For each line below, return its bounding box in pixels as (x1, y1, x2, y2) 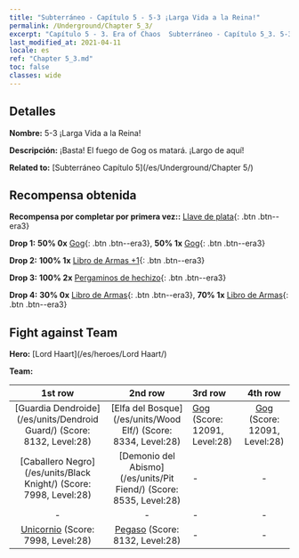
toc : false (9, 63, 50, 72)
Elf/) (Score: (121, 425, 173, 437)
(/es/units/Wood (112, 413, 182, 425)
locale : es (9, 46, 50, 55)
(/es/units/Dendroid (16, 413, 100, 425)
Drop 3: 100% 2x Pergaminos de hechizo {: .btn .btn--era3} (9, 272, 227, 283)
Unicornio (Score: (20, 523, 95, 536)
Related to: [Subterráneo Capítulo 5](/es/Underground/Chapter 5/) (9, 162, 254, 173)
